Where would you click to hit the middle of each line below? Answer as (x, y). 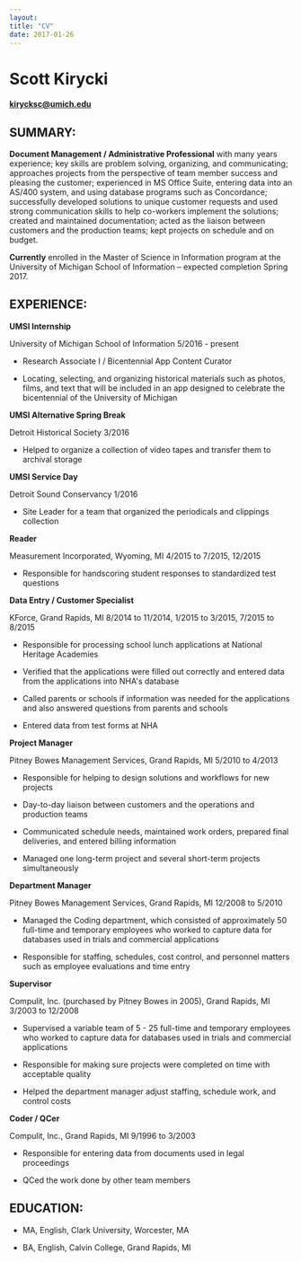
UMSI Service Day (44, 476)
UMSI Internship (40, 326)
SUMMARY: (43, 132)
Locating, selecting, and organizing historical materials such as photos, (154, 378)
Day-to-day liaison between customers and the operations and (138, 804)
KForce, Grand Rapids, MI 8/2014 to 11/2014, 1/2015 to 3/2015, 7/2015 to (142, 617)
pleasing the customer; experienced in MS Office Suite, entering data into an (151, 182)
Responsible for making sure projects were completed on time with (146, 1064)
